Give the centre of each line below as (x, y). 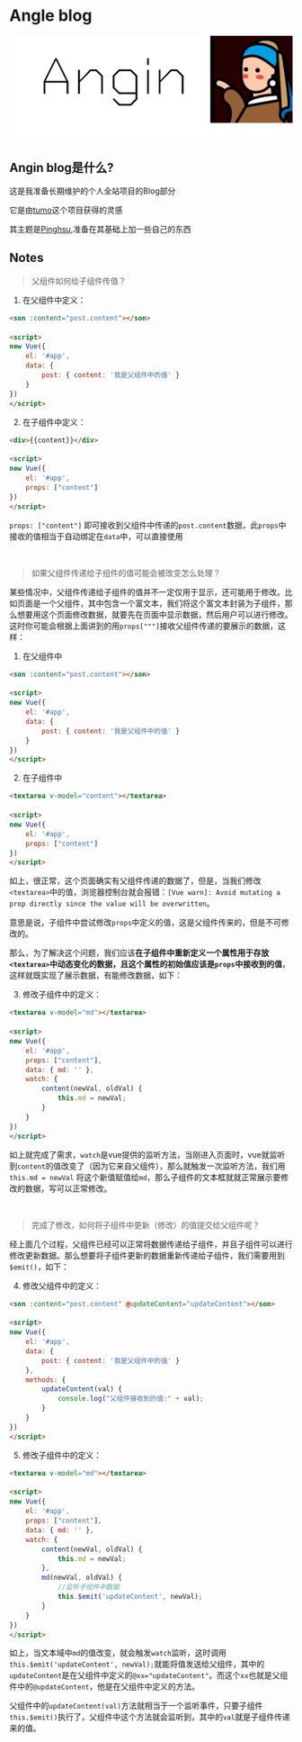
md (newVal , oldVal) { (82, 1578)
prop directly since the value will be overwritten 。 (112, 903)
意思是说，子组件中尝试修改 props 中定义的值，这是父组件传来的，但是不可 (145, 923)
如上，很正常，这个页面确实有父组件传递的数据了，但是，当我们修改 (135, 881)
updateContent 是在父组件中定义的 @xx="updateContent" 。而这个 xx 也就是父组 (149, 1675)
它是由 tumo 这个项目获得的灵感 (66, 210)
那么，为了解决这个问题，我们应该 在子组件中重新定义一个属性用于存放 (139, 953)
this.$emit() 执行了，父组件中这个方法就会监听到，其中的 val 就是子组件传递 (150, 1717)
